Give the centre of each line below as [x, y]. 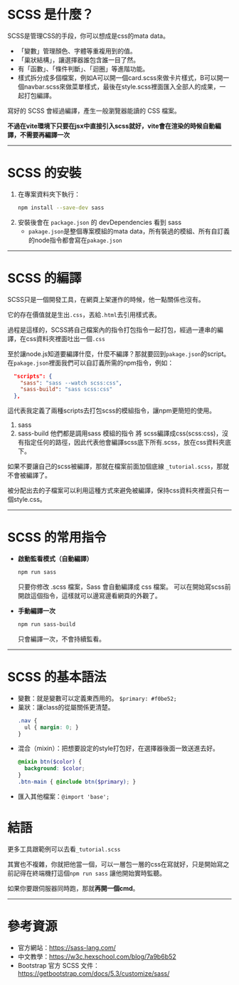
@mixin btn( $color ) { [50, 762]
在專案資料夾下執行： [49, 194]
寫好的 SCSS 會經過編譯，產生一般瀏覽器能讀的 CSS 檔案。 [94, 111]
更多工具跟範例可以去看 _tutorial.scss [64, 849]
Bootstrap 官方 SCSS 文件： [58, 965]
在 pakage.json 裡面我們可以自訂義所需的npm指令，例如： [91, 363]
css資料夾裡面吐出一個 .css [65, 338]
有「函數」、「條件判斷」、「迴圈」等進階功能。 [83, 69]
